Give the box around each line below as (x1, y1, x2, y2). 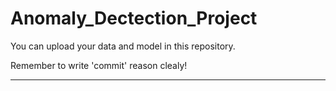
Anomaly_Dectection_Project (10, 7, 258, 30)
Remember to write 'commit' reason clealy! (10, 59, 188, 71)
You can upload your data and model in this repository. (10, 40, 236, 52)
